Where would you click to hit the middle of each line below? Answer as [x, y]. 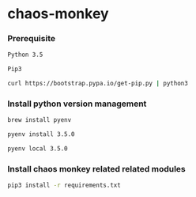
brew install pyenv [40, 120]
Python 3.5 [25, 55]
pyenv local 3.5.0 [38, 149]
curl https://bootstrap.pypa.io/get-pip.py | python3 [98, 84]
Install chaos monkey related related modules [97, 169]
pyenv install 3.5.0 [41, 134]
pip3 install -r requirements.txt [64, 186]
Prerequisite [32, 39]
